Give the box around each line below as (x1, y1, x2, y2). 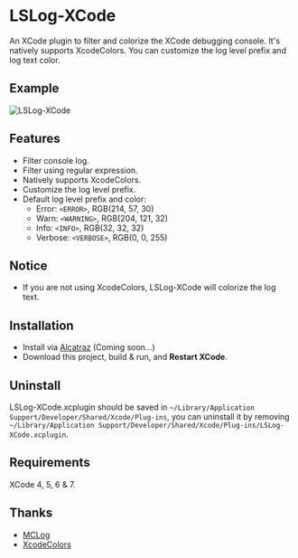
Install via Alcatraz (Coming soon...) (22, 342, 155, 353)
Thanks (9, 506, 53, 521)
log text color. (9, 54, 61, 65)
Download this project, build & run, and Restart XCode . (22, 352, 228, 363)
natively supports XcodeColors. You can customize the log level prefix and (9, 44, 287, 55)
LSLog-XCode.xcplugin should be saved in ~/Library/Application (9, 402, 256, 412)
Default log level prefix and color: (22, 194, 146, 204)
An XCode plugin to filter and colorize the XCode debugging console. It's (9, 35, 281, 46)
